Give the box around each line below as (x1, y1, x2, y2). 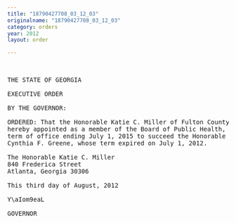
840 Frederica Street (7, 160, 82, 169)
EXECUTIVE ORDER (7, 90, 63, 98)
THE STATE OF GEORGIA (7, 76, 82, 84)
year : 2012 (7, 30, 39, 37)
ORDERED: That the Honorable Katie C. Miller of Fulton (7, 118, 204, 127)
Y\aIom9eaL (7, 196, 45, 204)
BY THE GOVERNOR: (7, 104, 67, 113)
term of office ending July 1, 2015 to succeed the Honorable (7, 132, 226, 141)
